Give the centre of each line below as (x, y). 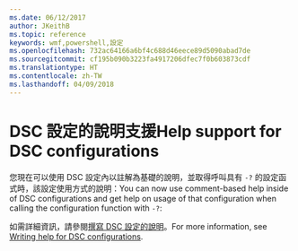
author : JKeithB (39, 26)
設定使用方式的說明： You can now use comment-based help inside (164, 188)
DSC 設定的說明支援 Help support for (145, 131)
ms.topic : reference (48, 34)
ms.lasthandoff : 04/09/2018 (62, 84)
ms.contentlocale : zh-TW (56, 76)
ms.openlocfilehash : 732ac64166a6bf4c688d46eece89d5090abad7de (130, 51)
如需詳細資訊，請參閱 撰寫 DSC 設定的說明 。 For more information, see (138, 226)
